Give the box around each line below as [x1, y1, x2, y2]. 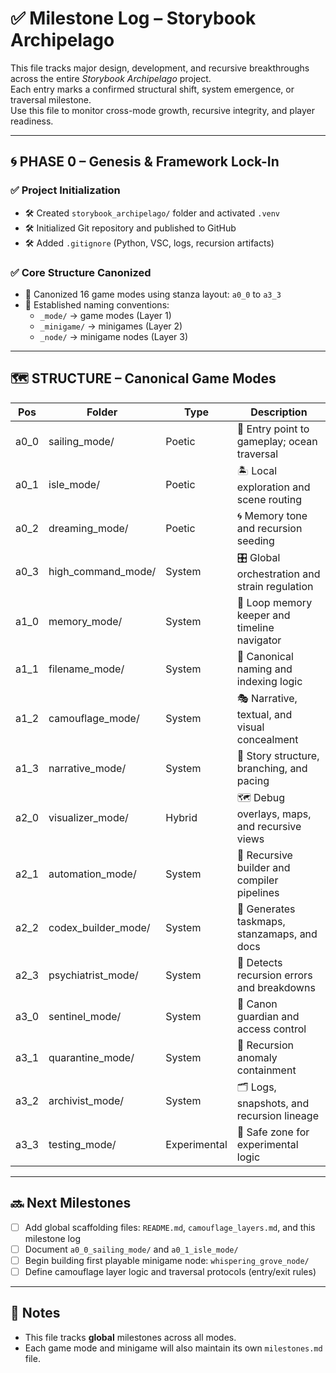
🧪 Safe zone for [236, 1125, 310, 1139]
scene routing [236, 492, 302, 506]
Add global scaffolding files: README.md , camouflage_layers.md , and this [24, 1221, 316, 1233]
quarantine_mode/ [48, 1050, 135, 1064]
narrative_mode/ [48, 761, 127, 775]
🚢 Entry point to [236, 422, 310, 436]
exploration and [236, 480, 311, 494]
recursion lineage [236, 1108, 319, 1122]
